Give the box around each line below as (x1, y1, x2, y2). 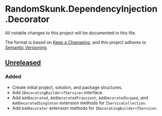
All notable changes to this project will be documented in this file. (5, 30, 137, 36)
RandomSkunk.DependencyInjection (5, 3, 158, 15)
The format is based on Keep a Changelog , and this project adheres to (5, 39, 146, 45)
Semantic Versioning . (5, 44, 48, 50)
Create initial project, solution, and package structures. (12, 84, 123, 90)
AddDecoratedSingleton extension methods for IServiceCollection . (12, 100, 146, 106)
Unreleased (5, 58, 41, 67)
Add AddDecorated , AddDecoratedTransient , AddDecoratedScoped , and (12, 95, 148, 100)
